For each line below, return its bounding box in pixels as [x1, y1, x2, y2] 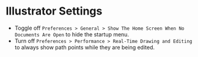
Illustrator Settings [5, 4, 103, 18]
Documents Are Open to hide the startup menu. [14, 30, 130, 38]
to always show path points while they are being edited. [14, 44, 155, 51]
